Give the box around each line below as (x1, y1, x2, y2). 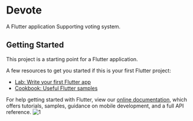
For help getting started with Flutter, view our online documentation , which (6, 96, 188, 103)
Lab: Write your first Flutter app (14, 78, 91, 85)
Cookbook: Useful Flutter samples (14, 85, 98, 92)
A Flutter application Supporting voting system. (6, 23, 121, 30)
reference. (6, 108, 31, 115)
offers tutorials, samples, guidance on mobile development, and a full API (6, 102, 184, 109)
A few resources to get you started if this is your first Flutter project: (6, 67, 171, 74)
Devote (6, 4, 42, 17)
